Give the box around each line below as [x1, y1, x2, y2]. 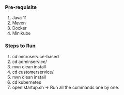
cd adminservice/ [12, 59, 47, 64]
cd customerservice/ [12, 69, 54, 75]
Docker [12, 25, 27, 31]
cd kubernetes [12, 79, 41, 85]
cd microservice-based [12, 53, 59, 59]
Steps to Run [5, 43, 36, 49]
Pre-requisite [5, 4, 37, 11]
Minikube [12, 31, 31, 36]
